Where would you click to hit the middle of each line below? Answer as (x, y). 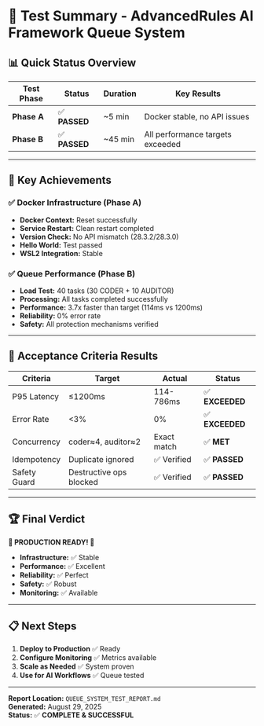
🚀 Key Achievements (60, 180)
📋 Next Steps (42, 626)
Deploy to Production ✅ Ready (70, 649)
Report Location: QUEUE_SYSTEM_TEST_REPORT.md (84, 698)
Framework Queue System (97, 33)
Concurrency (36, 442)
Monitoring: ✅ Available (59, 592)
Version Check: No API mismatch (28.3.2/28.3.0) (99, 236)
